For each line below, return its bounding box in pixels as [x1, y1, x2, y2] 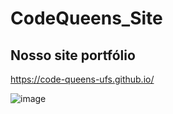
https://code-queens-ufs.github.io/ [10, 73, 155, 85]
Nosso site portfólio [10, 47, 136, 64]
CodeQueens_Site [10, 7, 163, 30]
